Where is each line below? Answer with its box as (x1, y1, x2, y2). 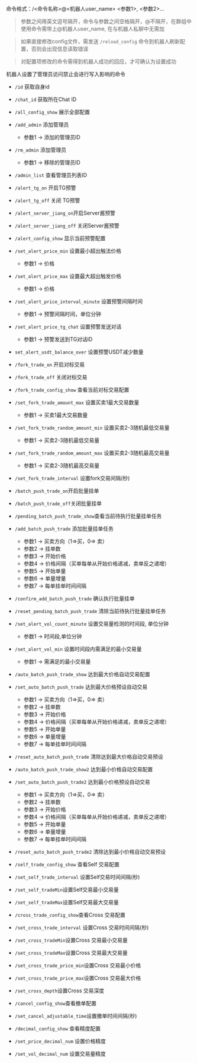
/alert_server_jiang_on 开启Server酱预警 (14, 210, 115, 216)
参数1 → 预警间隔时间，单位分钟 (23, 311, 102, 317)
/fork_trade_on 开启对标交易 (14, 361, 85, 368)
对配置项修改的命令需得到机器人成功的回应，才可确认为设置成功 (20, 58, 176, 65)
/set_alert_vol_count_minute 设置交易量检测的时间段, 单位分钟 (14, 620, 169, 627)
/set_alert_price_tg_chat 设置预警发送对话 (14, 323, 122, 330)
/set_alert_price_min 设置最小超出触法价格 (14, 247, 121, 254)
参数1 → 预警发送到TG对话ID (23, 336, 93, 343)
